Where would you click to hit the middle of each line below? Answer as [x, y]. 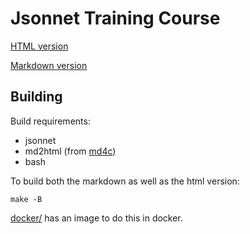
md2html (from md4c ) [70, 151]
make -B [26, 199]
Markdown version [49, 65]
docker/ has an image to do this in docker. [96, 218]
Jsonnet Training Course [115, 18]
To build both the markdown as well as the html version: [125, 181]
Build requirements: [50, 121]
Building [36, 97]
